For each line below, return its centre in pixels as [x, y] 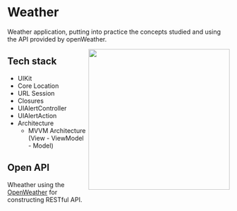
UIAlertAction [37, 115]
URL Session [36, 93]
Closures [31, 101]
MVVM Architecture [57, 130]
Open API [29, 168]
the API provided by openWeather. [57, 39]
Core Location [38, 86]
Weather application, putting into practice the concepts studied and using [114, 32]
